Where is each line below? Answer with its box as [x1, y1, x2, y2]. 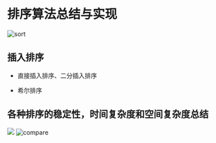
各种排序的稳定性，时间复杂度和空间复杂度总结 [7, 108, 209, 120]
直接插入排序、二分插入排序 [17, 71, 98, 80]
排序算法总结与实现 [7, 6, 118, 22]
